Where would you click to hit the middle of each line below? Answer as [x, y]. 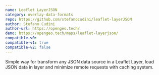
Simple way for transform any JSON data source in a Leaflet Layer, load [79, 61]
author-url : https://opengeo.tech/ [43, 29]
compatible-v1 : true [27, 43]
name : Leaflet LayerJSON [31, 10]
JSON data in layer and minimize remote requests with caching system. [79, 67]
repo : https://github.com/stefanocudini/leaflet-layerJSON [69, 19]
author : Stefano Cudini [30, 24]
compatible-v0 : [21, 38]
